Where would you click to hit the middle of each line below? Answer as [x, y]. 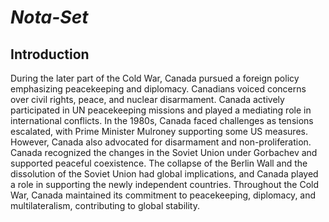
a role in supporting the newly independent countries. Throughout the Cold [165, 184]
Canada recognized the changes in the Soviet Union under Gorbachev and [164, 152]
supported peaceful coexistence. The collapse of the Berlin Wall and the [159, 163]
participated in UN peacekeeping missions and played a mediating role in [161, 110]
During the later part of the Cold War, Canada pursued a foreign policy [155, 78]
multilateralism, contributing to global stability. [105, 205]
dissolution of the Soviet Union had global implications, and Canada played [164, 174]
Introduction [50, 54]
